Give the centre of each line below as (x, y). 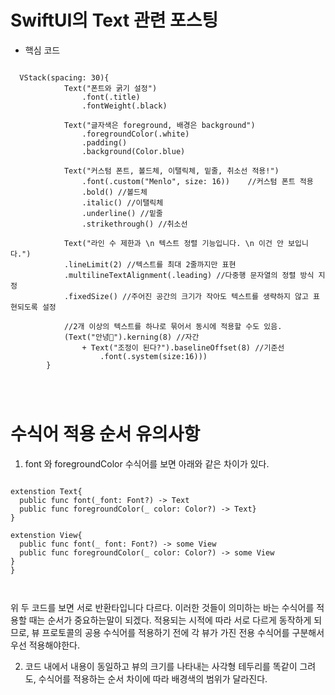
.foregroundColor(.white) (135, 134)
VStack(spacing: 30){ (64, 77)
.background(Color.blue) (133, 151)
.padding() (104, 142)
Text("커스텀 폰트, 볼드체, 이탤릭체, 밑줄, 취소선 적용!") (171, 171)
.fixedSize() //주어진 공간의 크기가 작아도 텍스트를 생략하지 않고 (186, 296)
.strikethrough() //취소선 (134, 224)
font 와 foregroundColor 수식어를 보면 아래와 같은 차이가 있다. (147, 463)
